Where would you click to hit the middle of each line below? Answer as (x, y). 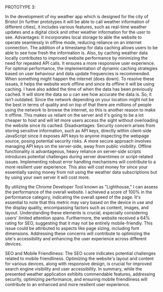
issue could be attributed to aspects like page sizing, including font (72, 228)
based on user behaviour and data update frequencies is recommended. (78, 73)
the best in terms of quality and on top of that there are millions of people (78, 105)
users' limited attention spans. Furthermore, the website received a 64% (78, 218)
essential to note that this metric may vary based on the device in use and (79, 202)
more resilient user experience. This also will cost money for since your (76, 167)
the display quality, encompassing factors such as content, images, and (77, 208)
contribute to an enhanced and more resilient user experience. (68, 284)
